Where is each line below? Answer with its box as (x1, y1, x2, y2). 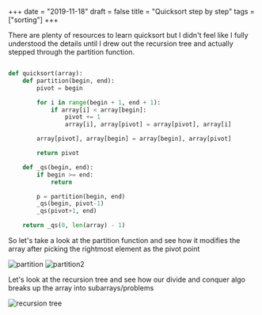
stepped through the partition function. (8, 47, 135, 56)
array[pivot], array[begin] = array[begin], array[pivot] (36, 135, 232, 143)
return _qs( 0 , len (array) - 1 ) (22, 222, 126, 230)
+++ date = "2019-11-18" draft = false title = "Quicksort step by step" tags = (8, 7, 255, 16)
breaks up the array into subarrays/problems (8, 283, 154, 292)
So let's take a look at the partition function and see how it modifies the (8, 236, 241, 245)
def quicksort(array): (8, 70, 83, 78)
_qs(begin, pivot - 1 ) (36, 199, 104, 208)
